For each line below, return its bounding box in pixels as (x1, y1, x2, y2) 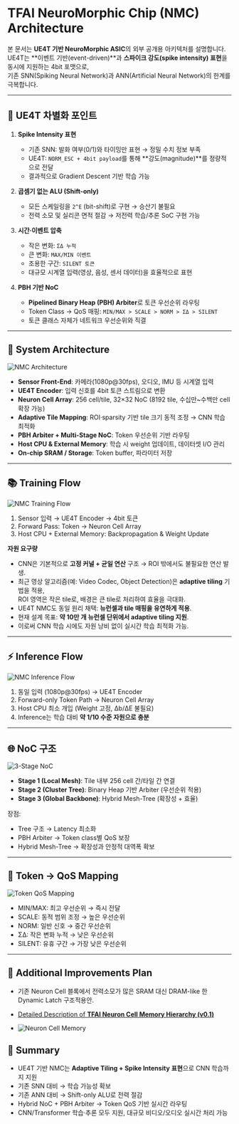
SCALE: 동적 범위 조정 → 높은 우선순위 (17, 913, 126, 921)
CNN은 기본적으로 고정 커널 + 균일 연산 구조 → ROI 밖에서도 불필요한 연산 (17, 560, 222, 568)
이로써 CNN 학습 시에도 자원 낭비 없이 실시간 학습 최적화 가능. (17, 621, 189, 631)
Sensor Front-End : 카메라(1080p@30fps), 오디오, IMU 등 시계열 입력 (17, 377, 214, 386)
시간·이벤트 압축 (17, 226, 62, 234)
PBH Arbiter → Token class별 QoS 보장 (17, 834, 130, 841)
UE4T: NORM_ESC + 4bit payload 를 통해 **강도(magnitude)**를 (28, 154, 208, 162)
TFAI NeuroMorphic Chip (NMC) (7, 5, 200, 21)
